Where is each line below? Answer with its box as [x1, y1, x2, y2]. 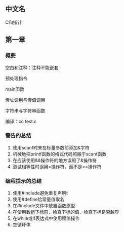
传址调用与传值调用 [5, 97, 46, 103]
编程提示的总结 [5, 177, 42, 184]
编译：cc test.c [5, 118, 37, 124]
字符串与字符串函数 [5, 107, 46, 113]
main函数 [5, 86, 24, 92]
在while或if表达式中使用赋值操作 [12, 215, 80, 221]
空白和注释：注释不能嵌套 [5, 64, 59, 70]
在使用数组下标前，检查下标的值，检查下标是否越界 [12, 209, 119, 215]
